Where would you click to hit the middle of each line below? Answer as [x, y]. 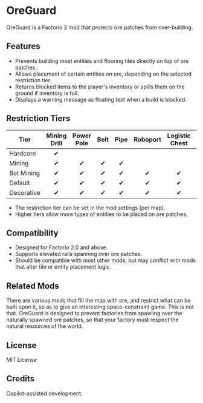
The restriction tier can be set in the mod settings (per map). [90, 208]
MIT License [22, 360]
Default [20, 183]
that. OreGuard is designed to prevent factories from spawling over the [94, 313]
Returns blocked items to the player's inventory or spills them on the [100, 87]
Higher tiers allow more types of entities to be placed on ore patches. [101, 214]
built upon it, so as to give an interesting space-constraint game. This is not [100, 307]
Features [23, 46]
